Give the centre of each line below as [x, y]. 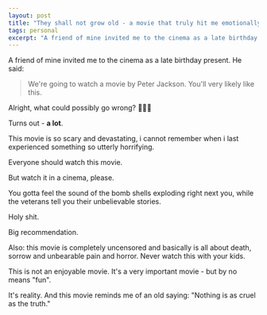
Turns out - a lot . [36, 123]
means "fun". [30, 280]
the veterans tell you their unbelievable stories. [85, 202]
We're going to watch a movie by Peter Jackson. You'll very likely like [141, 84]
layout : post [30, 15]
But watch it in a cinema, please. [61, 178]
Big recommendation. [43, 232]
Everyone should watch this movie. [66, 163]
